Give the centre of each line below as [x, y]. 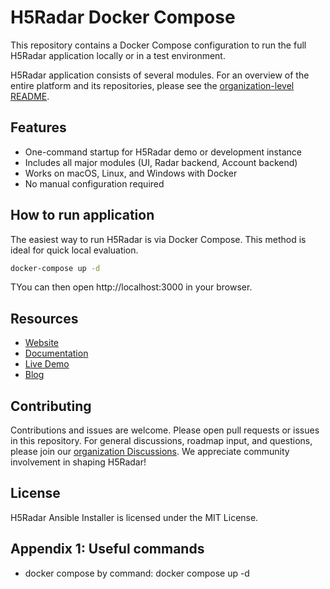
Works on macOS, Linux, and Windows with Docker [131, 173]
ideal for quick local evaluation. [74, 250]
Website [42, 343]
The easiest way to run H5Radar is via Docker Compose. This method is [158, 239]
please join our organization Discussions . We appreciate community [150, 452]
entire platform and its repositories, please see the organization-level [152, 85]
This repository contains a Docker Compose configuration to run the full [158, 45]
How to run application [82, 215]
